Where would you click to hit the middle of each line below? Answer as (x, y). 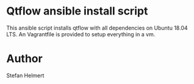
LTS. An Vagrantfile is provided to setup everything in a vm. (81, 34)
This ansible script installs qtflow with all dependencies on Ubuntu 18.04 (97, 28)
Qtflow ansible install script (77, 11)
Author (24, 59)
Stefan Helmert (25, 75)
